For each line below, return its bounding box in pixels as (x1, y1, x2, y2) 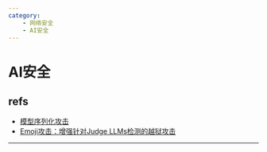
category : (8, 11, 41, 20)
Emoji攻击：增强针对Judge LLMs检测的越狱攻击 (19, 127, 176, 136)
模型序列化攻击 (19, 116, 69, 127)
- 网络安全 (22, 19, 54, 27)
